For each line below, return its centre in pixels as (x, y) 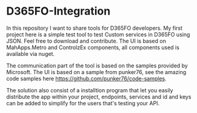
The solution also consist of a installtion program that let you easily (90, 90)
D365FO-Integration (58, 11)
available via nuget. (30, 53)
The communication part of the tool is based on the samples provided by (97, 66)
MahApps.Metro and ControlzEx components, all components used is (93, 47)
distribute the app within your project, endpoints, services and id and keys (99, 97)
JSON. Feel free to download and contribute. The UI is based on (86, 41)
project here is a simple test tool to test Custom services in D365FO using (98, 34)
